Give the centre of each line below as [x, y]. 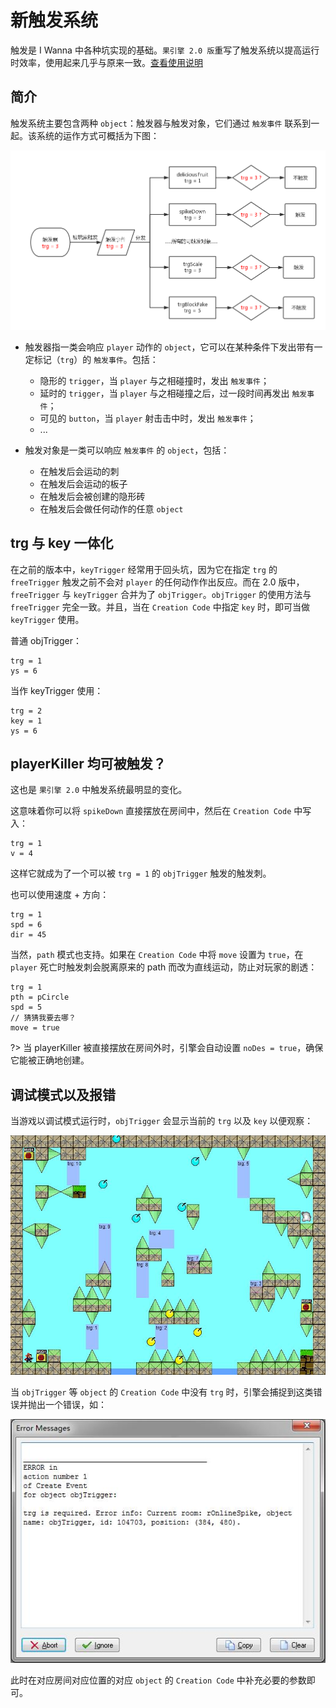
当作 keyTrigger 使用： [57, 690]
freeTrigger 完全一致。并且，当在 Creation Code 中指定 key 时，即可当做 [160, 607]
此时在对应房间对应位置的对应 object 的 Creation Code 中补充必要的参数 [158, 1680]
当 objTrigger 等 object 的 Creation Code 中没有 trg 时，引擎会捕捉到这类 [162, 1392]
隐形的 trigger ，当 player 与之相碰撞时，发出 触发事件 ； [154, 380]
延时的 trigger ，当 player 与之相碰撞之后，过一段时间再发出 [164, 393]
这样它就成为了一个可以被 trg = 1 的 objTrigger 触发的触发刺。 [141, 873]
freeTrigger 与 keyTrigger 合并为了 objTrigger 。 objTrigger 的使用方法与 [161, 594]
